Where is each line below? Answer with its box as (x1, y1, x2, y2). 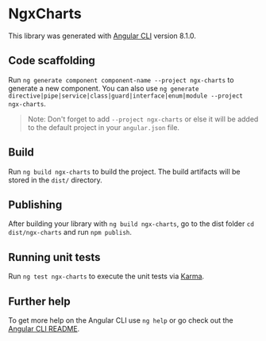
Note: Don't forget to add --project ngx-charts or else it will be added (27, 114, 259, 124)
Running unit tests (8, 251, 101, 264)
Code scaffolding (8, 54, 95, 67)
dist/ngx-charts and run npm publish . (8, 228, 133, 237)
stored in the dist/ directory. (8, 175, 103, 185)
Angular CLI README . (8, 324, 80, 333)
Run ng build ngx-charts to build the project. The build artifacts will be (8, 167, 241, 176)
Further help (8, 294, 71, 308)
